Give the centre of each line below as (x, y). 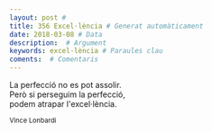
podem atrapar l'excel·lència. (63, 104)
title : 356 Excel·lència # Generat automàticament (106, 26)
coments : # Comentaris (54, 59)
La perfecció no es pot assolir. (65, 85)
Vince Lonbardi (33, 120)
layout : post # (38, 18)
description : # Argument (58, 43)
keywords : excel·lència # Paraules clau (87, 51)
